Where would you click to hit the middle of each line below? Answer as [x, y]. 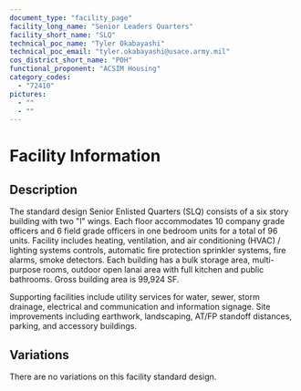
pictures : [28, 94]
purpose [25, 270]
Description [43, 189]
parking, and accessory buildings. [73, 326]
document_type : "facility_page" [71, 18]
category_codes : [40, 77]
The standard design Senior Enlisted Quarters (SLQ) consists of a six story [149, 211]
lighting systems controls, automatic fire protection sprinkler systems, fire [148, 251]
